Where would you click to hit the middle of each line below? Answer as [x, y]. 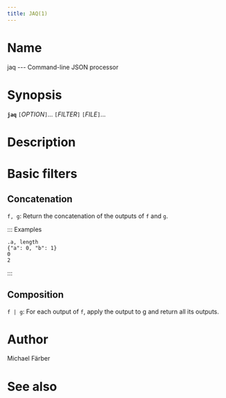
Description [41, 142]
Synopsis [35, 95]
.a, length [23, 242]
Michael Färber [29, 359]
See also [32, 387]
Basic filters [42, 173]
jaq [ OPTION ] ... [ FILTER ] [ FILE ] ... [56, 114]
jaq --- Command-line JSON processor [63, 67]
